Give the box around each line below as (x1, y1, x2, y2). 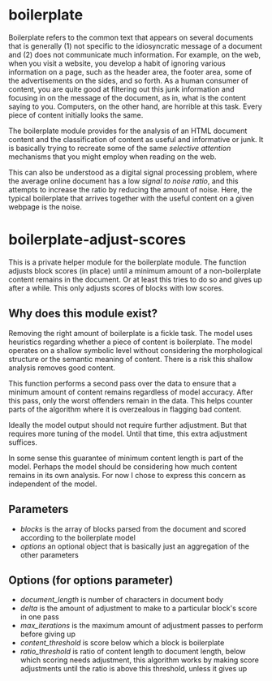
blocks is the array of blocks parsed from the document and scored (19, 524, 247, 533)
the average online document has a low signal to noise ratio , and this (8, 176, 239, 186)
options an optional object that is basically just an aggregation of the (19, 541, 250, 551)
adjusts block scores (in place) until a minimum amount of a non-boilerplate (8, 265, 261, 275)
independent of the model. (8, 479, 97, 489)
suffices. (8, 437, 38, 447)
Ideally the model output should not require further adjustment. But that (8, 420, 248, 429)
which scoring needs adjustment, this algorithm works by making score (19, 655, 260, 665)
